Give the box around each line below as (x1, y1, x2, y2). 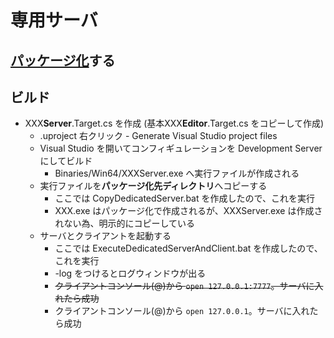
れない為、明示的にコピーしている (54, 217, 195, 230)
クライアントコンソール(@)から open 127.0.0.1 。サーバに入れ (54, 305, 310, 317)
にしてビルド (39, 155, 93, 167)
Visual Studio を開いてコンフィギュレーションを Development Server (39, 142, 323, 155)
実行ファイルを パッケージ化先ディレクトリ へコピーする (39, 180, 268, 192)
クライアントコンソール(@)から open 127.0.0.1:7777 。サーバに (54, 280, 315, 292)
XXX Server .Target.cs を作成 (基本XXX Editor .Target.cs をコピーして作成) (24, 117, 325, 130)
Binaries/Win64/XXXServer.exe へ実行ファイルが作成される (54, 167, 300, 180)
